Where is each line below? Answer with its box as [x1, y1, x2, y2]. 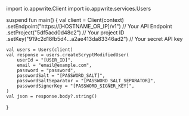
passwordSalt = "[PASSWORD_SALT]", [17, 73, 106, 79]
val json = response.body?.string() [6, 94, 97, 99]
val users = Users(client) [6, 47, 73, 53]
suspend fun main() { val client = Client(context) [6, 17, 124, 23]
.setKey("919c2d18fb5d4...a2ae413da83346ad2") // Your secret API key [6, 36, 183, 42]
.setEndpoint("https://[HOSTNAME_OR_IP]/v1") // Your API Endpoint [6, 23, 172, 30]
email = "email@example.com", [17, 62, 92, 68]
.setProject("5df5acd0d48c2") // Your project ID [6, 29, 125, 36]
